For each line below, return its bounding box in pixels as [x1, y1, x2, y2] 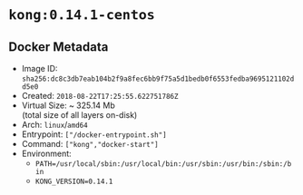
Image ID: [21, 63, 58, 73]
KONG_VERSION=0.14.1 [34, 177, 113, 186]
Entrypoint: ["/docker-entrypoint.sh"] [21, 129, 167, 140]
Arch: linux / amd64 [21, 120, 88, 130]
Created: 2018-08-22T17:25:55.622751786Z [21, 91, 179, 101]
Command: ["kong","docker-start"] [21, 139, 160, 149]
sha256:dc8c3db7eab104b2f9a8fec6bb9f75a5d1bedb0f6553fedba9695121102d [21, 74, 295, 83]
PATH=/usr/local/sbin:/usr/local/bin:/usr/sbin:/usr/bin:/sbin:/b [34, 160, 292, 169]
